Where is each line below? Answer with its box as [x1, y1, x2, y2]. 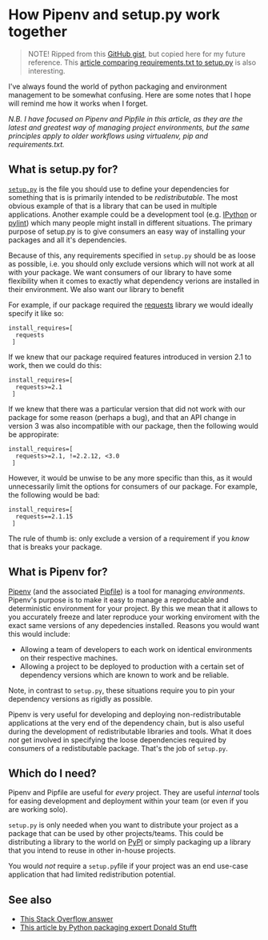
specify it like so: [8, 308, 64, 318]
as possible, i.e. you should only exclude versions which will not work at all [8, 258, 254, 269]
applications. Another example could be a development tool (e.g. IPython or [8, 210, 258, 219]
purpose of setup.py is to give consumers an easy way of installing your [8, 226, 246, 236]
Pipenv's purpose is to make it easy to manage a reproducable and [8, 594, 230, 605]
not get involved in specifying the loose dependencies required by [8, 734, 226, 745]
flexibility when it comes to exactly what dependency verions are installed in [8, 276, 260, 286]
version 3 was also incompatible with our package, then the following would [8, 421, 258, 430]
